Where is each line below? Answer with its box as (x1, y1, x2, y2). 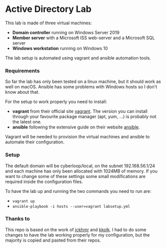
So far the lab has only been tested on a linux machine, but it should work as (5, 78, 161, 85)
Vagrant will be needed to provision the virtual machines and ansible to (5, 134, 150, 140)
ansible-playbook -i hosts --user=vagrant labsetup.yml (12, 204, 130, 209)
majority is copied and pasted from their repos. (5, 237, 101, 243)
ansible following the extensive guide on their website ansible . (12, 124, 140, 130)
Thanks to (5, 215, 30, 222)
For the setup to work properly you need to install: (5, 99, 108, 105)
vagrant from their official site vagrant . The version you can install (12, 108, 148, 115)
